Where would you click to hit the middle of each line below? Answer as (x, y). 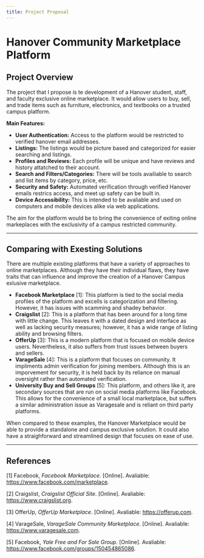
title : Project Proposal (38, 12)
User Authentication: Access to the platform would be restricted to (99, 135)
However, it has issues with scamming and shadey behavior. (90, 308)
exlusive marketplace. (34, 283)
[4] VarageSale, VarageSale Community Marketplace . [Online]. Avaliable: (98, 524)
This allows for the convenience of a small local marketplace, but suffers (106, 399)
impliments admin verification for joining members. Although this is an (102, 366)
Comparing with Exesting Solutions (74, 249)
